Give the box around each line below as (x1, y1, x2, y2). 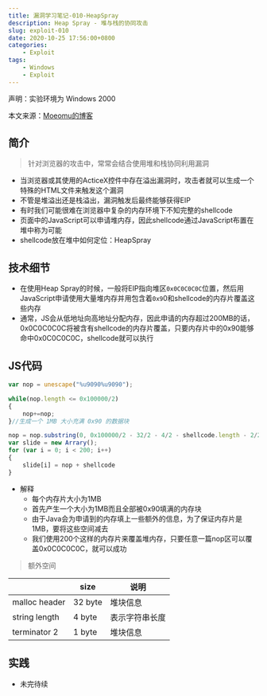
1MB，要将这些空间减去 (31, 523, 109, 534)
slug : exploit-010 (8, 26, 69, 34)
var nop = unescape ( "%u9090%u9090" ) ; (8, 381, 133, 389)
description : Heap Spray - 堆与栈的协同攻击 (8, 19, 149, 27)
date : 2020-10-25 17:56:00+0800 (8, 33, 115, 42)
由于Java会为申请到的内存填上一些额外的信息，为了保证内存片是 (31, 514, 242, 523)
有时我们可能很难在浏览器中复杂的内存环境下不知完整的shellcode (19, 205, 233, 215)
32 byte (72, 596, 103, 608)
